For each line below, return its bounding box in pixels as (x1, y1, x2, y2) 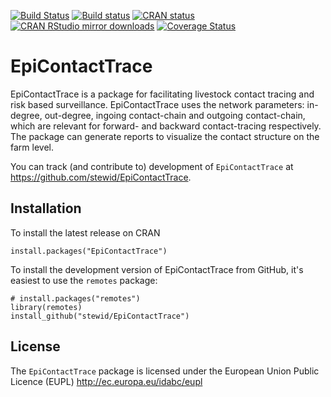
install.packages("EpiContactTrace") (10, 246, 168, 256)
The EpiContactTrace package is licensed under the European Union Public (10, 365, 320, 377)
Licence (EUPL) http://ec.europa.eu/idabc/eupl (10, 375, 203, 387)
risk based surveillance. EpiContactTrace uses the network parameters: (10, 98, 305, 110)
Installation (10, 200, 82, 217)
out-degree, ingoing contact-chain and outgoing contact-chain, (44, 109, 306, 121)
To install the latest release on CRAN (10, 226, 161, 239)
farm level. (10, 141, 54, 153)
